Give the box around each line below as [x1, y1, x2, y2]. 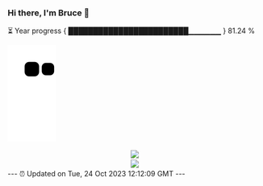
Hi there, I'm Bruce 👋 [7, 7, 90, 19]
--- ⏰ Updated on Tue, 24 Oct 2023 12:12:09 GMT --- [7, 169, 186, 179]
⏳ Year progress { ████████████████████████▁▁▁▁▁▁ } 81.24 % [7, 26, 256, 35]
